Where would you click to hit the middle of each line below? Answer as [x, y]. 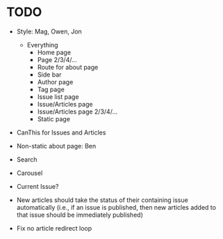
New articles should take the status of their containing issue [102, 200]
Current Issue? [38, 186]
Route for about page [68, 67]
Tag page [51, 89]
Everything [42, 45]
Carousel [30, 173]
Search [27, 159]
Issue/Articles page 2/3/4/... [77, 111]
